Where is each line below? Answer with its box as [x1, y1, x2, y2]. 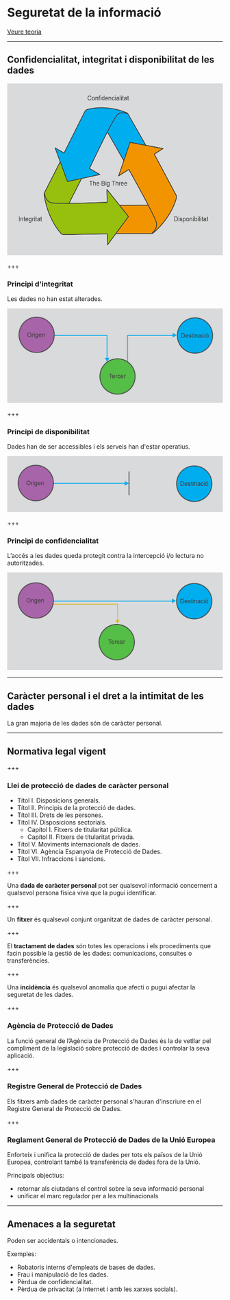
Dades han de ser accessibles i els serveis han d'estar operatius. [7, 442, 190, 451]
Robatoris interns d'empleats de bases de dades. [16, 1263, 156, 1271]
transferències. [7, 956, 50, 965]
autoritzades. [7, 559, 44, 568]
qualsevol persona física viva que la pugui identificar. [7, 888, 157, 897]
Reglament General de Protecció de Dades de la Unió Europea [7, 1135, 216, 1145]
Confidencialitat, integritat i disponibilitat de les [7, 54, 215, 66]
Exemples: [7, 1249, 36, 1258]
